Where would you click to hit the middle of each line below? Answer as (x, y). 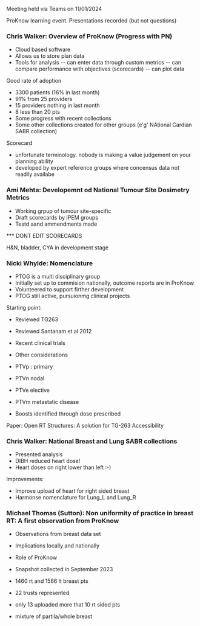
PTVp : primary (34, 366)
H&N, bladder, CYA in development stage (58, 247)
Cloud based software (43, 50)
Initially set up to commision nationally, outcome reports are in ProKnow (105, 283)
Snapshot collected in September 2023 (64, 569)
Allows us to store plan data (50, 56)
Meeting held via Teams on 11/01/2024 (54, 9)
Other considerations (42, 355)
